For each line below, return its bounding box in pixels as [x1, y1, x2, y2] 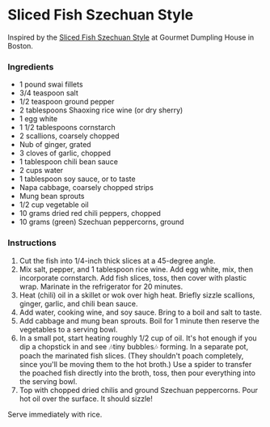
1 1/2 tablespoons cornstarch [19, 123, 116, 133]
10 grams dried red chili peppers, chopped [19, 209, 161, 218]
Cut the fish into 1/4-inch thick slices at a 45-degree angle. [19, 256, 216, 265]
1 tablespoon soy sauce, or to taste [19, 174, 136, 184]
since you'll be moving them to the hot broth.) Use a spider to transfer [19, 359, 252, 369]
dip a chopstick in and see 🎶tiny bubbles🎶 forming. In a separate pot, [19, 341, 248, 351]
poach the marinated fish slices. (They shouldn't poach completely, [19, 350, 244, 361]
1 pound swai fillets [19, 79, 83, 90]
